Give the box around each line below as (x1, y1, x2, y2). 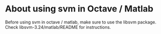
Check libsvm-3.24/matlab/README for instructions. (5, 24, 111, 30)
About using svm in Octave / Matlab (5, 3, 154, 14)
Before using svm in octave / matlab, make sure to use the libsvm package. (5, 19, 157, 25)
